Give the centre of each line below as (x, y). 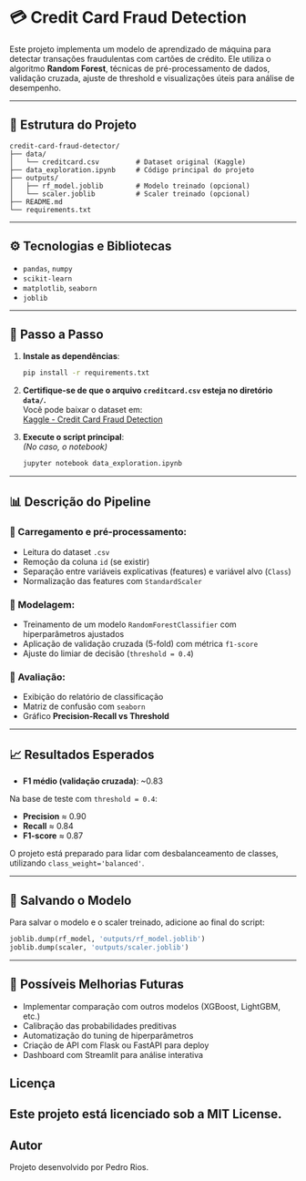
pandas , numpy (47, 268)
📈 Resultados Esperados (82, 754)
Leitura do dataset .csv (66, 551)
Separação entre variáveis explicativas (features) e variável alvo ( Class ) (157, 571)
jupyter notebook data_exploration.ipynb (102, 464)
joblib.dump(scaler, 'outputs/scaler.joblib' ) (99, 947)
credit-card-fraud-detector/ (65, 146)
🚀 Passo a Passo (56, 334)
